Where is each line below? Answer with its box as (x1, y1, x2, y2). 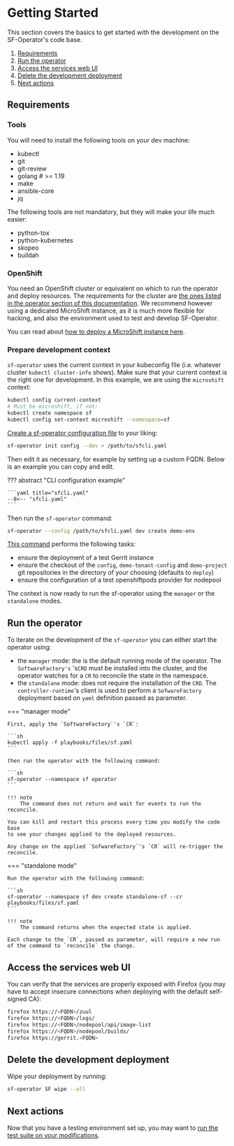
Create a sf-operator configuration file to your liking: (7, 429, 158, 437)
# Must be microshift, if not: (7, 403, 98, 410)
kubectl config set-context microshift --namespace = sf (7, 416, 170, 423)
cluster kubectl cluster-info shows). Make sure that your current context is (7, 368, 228, 377)
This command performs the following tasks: (7, 540, 136, 548)
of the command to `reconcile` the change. (7, 943, 136, 950)
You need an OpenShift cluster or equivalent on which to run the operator (7, 284, 219, 292)
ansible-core (17, 187, 54, 195)
